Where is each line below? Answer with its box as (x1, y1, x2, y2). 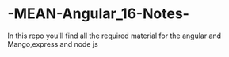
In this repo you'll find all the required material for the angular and (7, 31, 222, 40)
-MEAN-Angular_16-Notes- (7, 5, 189, 23)
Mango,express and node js (7, 39, 98, 48)
